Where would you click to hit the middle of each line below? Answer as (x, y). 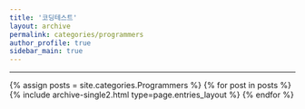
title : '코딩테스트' (44, 18)
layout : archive (40, 26)
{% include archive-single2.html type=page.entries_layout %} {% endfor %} (152, 95)
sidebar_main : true (46, 51)
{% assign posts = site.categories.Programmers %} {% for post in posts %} (151, 86)
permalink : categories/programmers (77, 34)
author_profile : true (50, 43)
